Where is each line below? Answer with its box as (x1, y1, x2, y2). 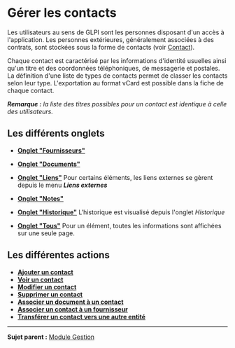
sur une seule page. (17, 229, 75, 237)
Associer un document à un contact (17, 298, 124, 306)
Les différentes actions (7, 249, 110, 261)
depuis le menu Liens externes (17, 181, 108, 189)
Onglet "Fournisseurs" (17, 146, 85, 155)
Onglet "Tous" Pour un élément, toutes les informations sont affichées (17, 221, 222, 230)
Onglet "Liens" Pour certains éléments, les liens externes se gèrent (17, 173, 213, 181)
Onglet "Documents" (17, 160, 80, 168)
